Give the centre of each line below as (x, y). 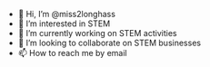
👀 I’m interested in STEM (64, 24)
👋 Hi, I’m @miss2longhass (67, 14)
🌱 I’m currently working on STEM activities (97, 33)
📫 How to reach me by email (72, 53)
